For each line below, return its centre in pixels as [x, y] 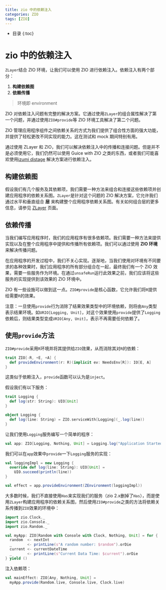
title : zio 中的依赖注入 [28, 10]
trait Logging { [22, 397]
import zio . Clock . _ [25, 517]
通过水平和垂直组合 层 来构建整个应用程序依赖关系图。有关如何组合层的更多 [82, 202]
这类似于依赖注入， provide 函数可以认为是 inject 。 [56, 377]
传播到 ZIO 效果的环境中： [34, 508]
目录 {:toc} [23, 34]
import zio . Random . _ [26, 526]
